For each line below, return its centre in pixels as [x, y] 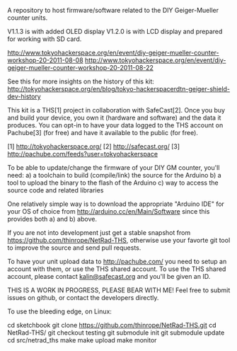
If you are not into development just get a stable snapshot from [99, 232]
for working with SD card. [45, 39]
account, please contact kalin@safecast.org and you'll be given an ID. [109, 276]
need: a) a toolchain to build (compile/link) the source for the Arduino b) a [114, 175]
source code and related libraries [56, 190]
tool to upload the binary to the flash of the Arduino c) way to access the [113, 183]
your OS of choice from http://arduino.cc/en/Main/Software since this [109, 211]
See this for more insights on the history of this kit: [81, 81]
